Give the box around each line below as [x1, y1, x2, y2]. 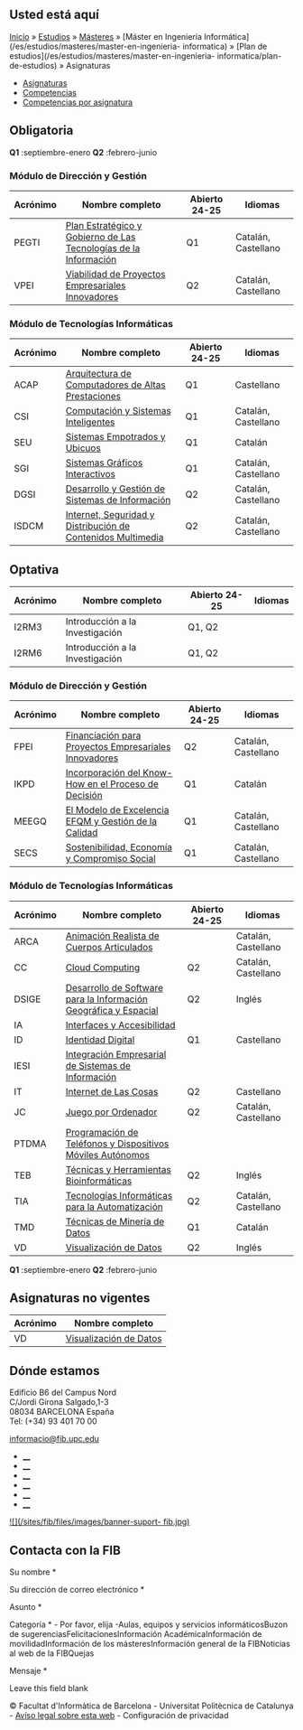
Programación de [65, 1126, 139, 1138]
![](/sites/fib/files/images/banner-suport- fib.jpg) [9, 1517, 190, 1528]
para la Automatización [65, 1201, 164, 1213]
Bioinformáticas [65, 1174, 133, 1187]
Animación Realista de [65, 930, 160, 942]
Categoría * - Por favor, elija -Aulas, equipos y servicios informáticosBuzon [9, 1619, 289, 1630]
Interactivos [65, 468, 115, 481]
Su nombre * [9, 1566, 57, 1577]
